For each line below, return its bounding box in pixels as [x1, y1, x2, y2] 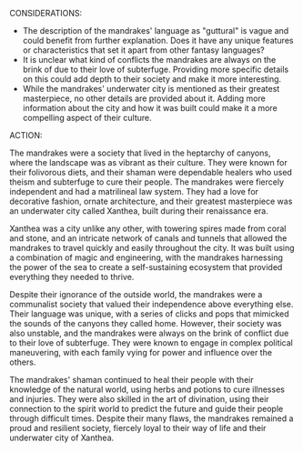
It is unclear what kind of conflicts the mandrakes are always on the [22, 55, 277, 65]
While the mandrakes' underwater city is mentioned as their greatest [22, 84, 280, 94]
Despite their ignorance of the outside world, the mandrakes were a [9, 289, 263, 299]
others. [9, 357, 36, 367]
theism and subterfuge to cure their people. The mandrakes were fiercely [9, 176, 285, 187]
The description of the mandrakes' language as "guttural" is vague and [22, 25, 289, 35]
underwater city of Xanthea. [9, 432, 115, 443]
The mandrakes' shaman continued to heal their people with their [9, 375, 254, 385]
